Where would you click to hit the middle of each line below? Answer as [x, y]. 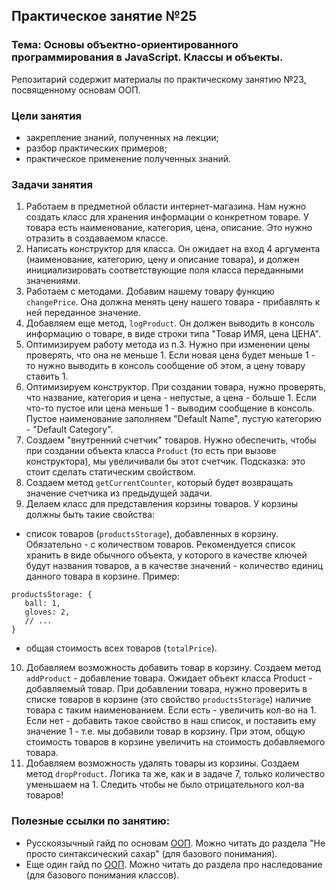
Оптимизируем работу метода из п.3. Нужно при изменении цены [168, 345]
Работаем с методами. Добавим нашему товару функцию [150, 291]
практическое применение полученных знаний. [128, 158]
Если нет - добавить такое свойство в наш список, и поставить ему [171, 721]
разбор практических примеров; [96, 148]
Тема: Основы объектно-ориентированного [125, 45]
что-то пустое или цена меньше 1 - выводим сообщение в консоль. [170, 408]
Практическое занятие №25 [104, 16]
